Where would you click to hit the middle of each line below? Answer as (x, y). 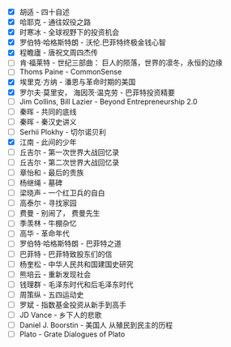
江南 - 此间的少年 (48, 142)
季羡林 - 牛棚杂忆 (48, 223)
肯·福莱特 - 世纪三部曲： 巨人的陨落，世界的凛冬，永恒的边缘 (121, 62)
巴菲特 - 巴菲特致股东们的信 (66, 254)
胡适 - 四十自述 (45, 12)
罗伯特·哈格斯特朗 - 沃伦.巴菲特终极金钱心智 (93, 42)
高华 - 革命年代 (45, 233)
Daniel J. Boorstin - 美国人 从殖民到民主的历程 (96, 325)
